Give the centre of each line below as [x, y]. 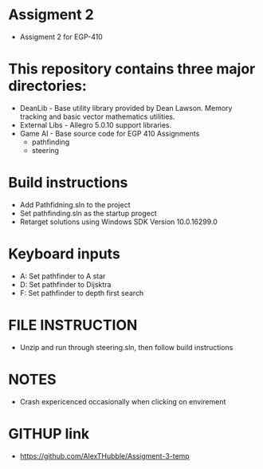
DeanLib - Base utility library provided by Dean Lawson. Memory [126, 108]
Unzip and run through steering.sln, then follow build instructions [126, 347]
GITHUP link [49, 434]
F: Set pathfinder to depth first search [82, 293]
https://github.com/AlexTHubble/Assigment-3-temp [104, 455]
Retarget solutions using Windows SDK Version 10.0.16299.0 [118, 222]
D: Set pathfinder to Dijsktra [65, 284]
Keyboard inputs [65, 254]
